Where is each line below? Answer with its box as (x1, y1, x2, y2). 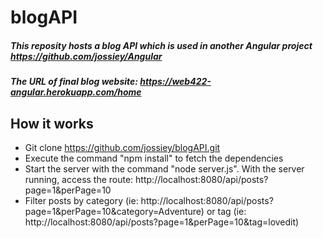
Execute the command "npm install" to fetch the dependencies (24, 152, 284, 164)
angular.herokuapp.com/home (10, 86, 142, 98)
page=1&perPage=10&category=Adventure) (24, 205, 205, 217)
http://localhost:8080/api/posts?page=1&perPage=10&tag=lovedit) (24, 216, 300, 228)
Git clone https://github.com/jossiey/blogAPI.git (24, 141, 221, 153)
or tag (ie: (206, 205, 247, 217)
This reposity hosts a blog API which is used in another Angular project (10, 39, 313, 51)
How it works (10, 115, 94, 132)
